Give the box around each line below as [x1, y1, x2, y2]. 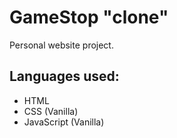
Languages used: [9, 68, 120, 85]
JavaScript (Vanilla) [23, 116, 105, 128]
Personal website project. [9, 39, 114, 51]
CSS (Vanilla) [23, 105, 79, 117]
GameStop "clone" [9, 6, 169, 29]
